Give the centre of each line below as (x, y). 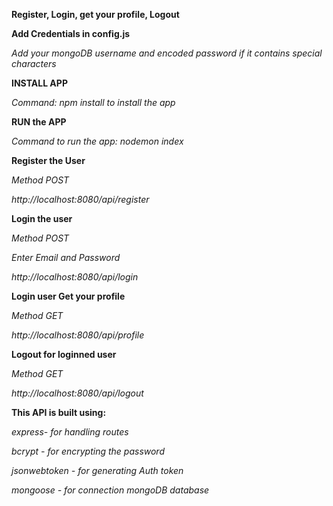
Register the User (48, 160)
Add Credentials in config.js (71, 33)
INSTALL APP (39, 83)
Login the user (42, 218)
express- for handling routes (70, 432)
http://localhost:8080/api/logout (77, 393)
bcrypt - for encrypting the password (88, 451)
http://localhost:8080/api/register (80, 199)
